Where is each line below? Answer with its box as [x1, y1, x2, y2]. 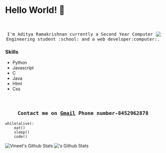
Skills [5, 48, 19, 55]
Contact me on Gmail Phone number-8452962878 [17, 110, 149, 117]
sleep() [14, 130, 30, 135]
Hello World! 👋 [5, 4, 65, 16]
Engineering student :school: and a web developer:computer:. [6, 36, 160, 42]
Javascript [12, 65, 34, 71]
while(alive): [5, 121, 35, 126]
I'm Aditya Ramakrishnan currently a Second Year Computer [7, 31, 153, 37]
